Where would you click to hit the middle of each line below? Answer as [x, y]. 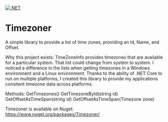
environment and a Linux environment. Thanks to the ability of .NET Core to [84, 73]
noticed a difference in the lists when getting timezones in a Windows [78, 68]
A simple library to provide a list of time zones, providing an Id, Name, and [82, 42]
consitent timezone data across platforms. [49, 84]
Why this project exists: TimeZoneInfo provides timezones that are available [84, 57]
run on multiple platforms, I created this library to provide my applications [82, 79]
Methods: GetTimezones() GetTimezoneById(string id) [62, 94]
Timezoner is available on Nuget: [39, 109]
